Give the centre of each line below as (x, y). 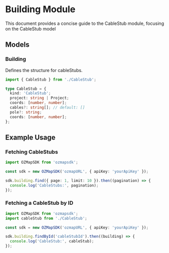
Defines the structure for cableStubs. (44, 70)
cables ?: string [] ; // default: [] (47, 107)
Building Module (40, 9)
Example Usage (30, 137)
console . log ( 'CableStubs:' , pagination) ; (54, 185)
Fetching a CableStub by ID (39, 203)
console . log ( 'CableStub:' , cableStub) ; (52, 241)
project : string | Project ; (40, 98)
